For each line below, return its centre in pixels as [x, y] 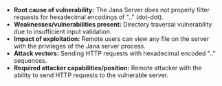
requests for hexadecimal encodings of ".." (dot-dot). [88, 17]
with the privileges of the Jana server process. [80, 46]
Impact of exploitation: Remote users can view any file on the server [111, 39]
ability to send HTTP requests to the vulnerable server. [91, 75]
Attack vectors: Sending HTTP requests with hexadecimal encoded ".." [114, 53]
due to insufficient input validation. [63, 31]
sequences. [30, 60]
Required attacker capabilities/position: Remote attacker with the [108, 68]
